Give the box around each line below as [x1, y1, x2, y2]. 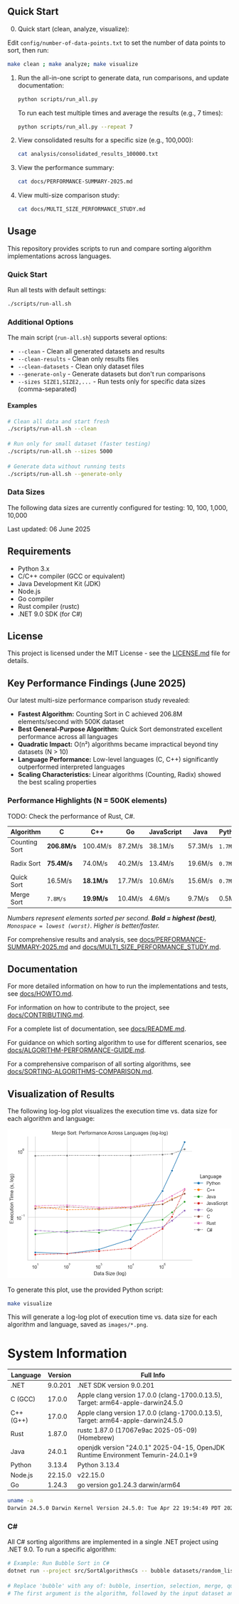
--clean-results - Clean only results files [17, 355, 139, 363]
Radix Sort [10, 859, 41, 868]
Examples [7, 401, 38, 410]
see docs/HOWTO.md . [7, 989, 73, 998]
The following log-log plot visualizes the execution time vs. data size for [7, 1107, 218, 1115]
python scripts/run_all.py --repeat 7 [17, 123, 133, 130]
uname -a [7, 1497, 33, 1504]
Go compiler [17, 594, 55, 603]
